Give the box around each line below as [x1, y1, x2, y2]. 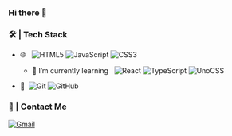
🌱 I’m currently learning [31, 66, 109, 76]
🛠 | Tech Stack [8, 29, 68, 40]
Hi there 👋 [8, 7, 48, 18]
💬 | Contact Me [8, 101, 67, 112]
